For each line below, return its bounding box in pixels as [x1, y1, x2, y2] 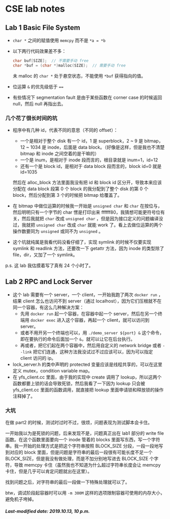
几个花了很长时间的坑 [5, 115, 57, 122]
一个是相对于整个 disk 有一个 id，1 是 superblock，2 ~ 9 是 [20, 138, 144, 144]
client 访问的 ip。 [20, 355, 56, 361]
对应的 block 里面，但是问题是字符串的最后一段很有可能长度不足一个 [9, 449, 153, 456]
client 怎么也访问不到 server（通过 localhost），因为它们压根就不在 [22, 298, 162, 304]
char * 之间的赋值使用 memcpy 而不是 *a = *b [12, 38, 106, 43]
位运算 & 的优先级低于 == [12, 83, 64, 89]
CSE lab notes [5, 3, 65, 15]
